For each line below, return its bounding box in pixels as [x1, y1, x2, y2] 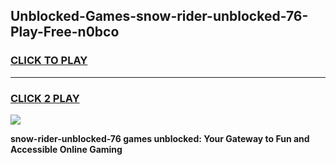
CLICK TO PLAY [10, 54, 88, 68]
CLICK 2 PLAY [10, 91, 80, 105]
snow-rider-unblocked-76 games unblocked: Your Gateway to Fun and [10, 132, 310, 144]
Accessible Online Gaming [10, 143, 123, 155]
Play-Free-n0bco [10, 24, 120, 41]
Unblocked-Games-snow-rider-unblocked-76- [10, 8, 309, 25]
